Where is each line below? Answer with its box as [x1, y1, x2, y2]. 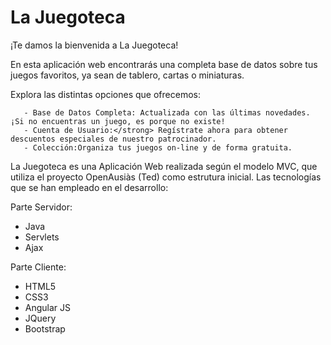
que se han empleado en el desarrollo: [10, 181, 169, 193]
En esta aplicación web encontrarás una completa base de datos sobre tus [10, 58, 318, 70]
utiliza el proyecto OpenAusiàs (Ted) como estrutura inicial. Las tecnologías [10, 171, 322, 183]
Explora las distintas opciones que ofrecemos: [10, 88, 201, 100]
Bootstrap [24, 322, 66, 335]
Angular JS [24, 301, 72, 313]
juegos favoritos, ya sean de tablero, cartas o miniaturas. [10, 69, 245, 81]
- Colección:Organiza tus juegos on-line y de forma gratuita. [23, 142, 293, 153]
